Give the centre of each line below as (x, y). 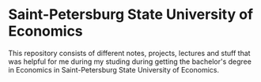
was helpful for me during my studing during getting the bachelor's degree (130, 61)
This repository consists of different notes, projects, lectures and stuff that (129, 53)
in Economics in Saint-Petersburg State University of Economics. (114, 69)
